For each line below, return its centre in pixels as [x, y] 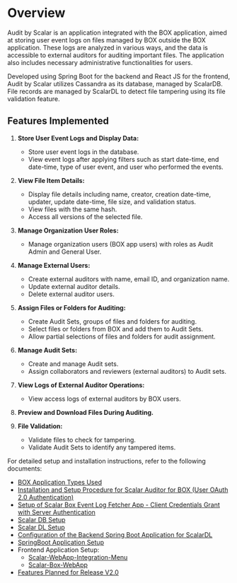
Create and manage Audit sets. [73, 364]
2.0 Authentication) [46, 497]
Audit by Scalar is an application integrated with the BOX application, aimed [117, 33]
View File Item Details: [51, 180]
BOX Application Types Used [60, 482]
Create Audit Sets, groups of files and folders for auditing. [112, 321]
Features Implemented [58, 121]
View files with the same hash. [73, 209]
